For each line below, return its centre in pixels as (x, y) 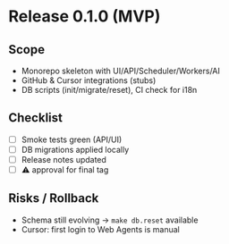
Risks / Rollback (54, 198)
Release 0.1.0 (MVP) (85, 17)
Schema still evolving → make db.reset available (110, 220)
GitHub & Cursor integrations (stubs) (89, 80)
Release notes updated (64, 159)
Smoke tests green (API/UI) (72, 139)
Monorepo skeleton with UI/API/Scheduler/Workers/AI (121, 71)
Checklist (36, 118)
